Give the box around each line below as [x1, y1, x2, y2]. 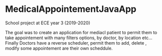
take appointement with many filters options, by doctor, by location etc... [5, 35, 153, 41]
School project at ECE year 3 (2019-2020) [5, 20, 90, 26]
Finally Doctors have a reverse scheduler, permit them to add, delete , [5, 40, 147, 46]
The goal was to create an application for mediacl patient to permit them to [5, 29, 157, 35]
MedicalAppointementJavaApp [5, 3, 137, 15]
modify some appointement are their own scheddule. [5, 45, 113, 51]
